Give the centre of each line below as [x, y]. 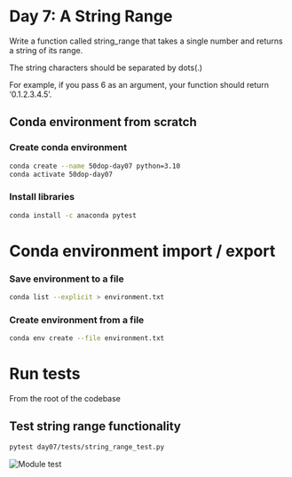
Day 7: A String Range [91, 16]
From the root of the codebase [65, 399]
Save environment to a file [67, 279]
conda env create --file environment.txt [87, 338]
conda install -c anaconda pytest [73, 215]
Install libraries [42, 197]
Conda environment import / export [142, 251]
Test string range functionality [95, 427]
